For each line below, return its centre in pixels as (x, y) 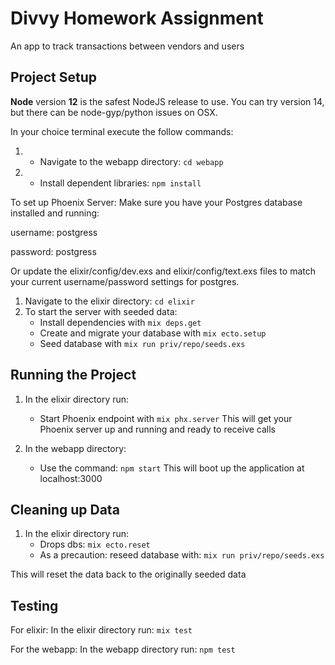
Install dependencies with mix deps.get (120, 322)
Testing (34, 605)
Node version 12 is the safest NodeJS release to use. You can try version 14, (167, 101)
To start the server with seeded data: (101, 311)
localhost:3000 (71, 478)
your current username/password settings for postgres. (125, 281)
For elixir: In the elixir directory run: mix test (101, 630)
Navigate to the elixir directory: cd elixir (109, 301)
